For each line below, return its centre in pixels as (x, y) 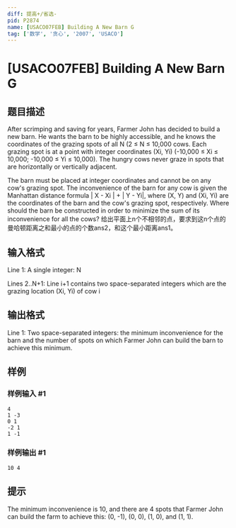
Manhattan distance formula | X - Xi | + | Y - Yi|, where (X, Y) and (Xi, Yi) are (118, 196)
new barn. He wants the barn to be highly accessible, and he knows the (112, 137)
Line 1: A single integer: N (44, 270)
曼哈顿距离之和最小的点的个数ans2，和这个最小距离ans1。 (92, 228)
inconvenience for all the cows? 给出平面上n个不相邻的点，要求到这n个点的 (117, 219)
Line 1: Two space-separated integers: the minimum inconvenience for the (116, 332)
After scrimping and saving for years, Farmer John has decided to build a (114, 129)
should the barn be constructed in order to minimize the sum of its (104, 210)
